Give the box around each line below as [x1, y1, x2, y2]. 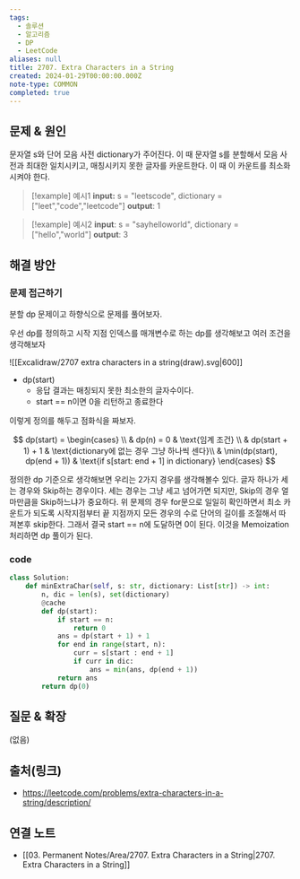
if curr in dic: [73, 657, 134, 666]
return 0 [73, 623, 106, 632]
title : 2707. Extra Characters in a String [9, 64, 175, 73]
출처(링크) [9, 763, 63, 779]
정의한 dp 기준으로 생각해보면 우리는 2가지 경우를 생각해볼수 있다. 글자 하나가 [9, 474, 279, 484]
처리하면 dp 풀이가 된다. [9, 530, 93, 541]
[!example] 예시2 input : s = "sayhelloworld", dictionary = [30, 219, 239, 230]
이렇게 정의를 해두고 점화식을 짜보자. [9, 415, 136, 426]
